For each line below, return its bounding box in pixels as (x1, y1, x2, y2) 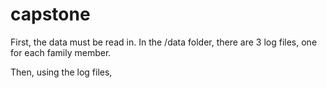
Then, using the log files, (10, 66, 113, 78)
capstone (10, 3, 91, 26)
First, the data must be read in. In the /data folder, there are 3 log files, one (10, 36, 318, 48)
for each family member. (10, 46, 112, 58)
